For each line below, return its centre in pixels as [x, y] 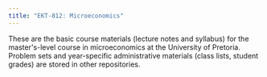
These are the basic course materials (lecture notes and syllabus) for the [129, 38]
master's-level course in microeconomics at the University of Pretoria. [125, 47]
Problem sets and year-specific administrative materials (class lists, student [133, 55]
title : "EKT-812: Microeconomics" [66, 16]
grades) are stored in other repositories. [74, 64]
